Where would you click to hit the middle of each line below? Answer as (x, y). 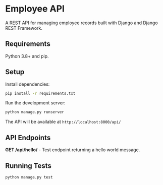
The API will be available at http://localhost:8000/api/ (63, 122)
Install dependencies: (28, 84)
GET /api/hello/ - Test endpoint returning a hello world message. (73, 150)
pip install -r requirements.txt (40, 93)
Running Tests (28, 166)
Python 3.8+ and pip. (27, 56)
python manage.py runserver (35, 112)
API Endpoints (28, 137)
